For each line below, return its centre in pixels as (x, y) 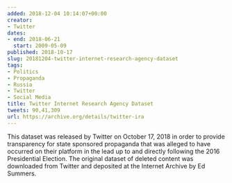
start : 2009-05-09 (40, 46)
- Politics (23, 71)
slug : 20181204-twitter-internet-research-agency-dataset (93, 59)
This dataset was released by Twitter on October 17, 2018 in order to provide (116, 137)
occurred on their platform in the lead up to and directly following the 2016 (114, 151)
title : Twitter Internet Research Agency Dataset (81, 104)
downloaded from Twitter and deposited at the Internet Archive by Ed (106, 166)
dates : (17, 33)
